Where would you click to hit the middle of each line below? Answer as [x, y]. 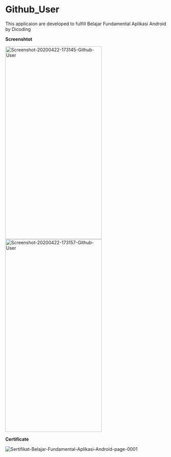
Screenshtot [19, 39]
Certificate [17, 439]
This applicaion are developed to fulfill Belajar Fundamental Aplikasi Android [86, 24]
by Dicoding [18, 29]
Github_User [32, 10]
